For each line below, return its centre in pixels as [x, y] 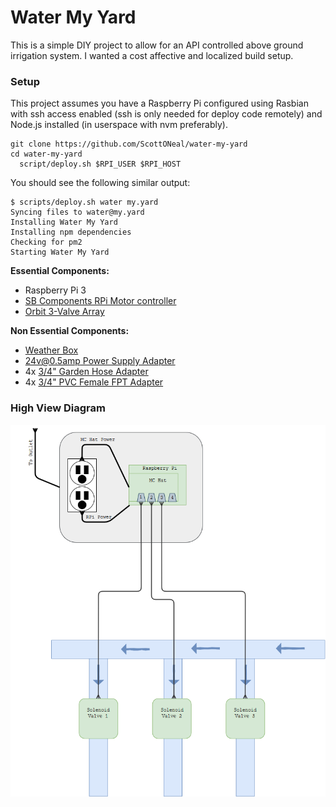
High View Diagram [58, 408]
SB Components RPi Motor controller [100, 301]
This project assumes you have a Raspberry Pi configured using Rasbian [159, 103]
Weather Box [51, 350]
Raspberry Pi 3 [55, 290]
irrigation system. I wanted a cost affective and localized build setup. [152, 55]
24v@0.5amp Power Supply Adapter [100, 361]
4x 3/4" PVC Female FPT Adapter [94, 382]
